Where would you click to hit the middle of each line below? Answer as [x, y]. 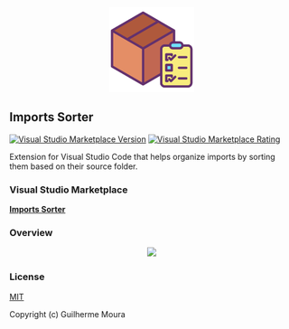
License [27, 277]
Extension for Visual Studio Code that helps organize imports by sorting [142, 156]
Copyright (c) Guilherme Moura [68, 314]
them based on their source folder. [74, 166]
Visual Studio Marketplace [69, 190]
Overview [31, 233]
